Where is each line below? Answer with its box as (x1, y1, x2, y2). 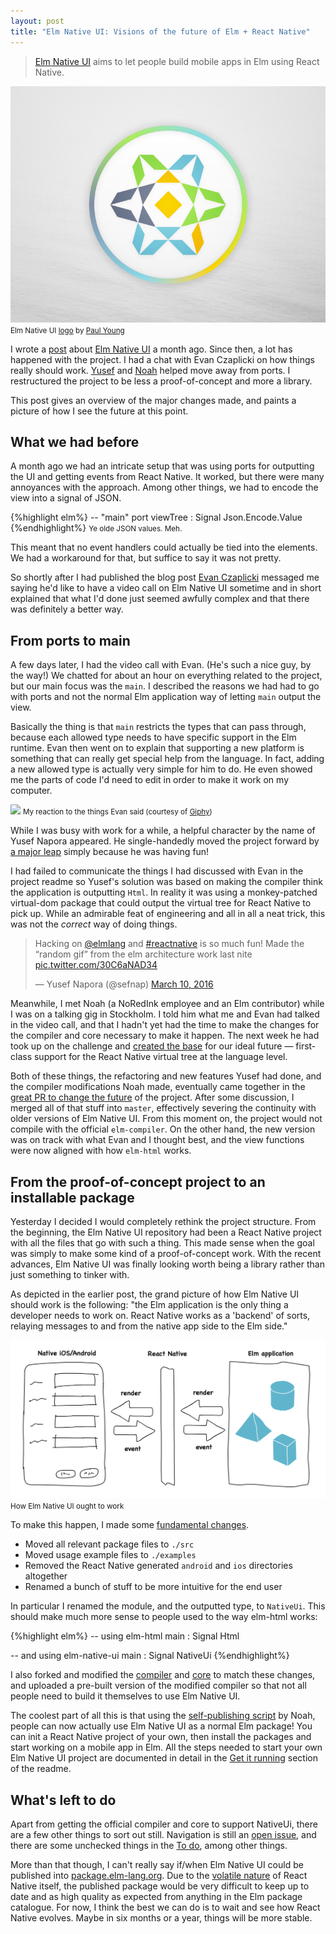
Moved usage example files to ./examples (24, 1549, 197, 1561)
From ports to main (10, 632, 131, 649)
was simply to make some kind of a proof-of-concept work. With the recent (10, 1247, 322, 1259)
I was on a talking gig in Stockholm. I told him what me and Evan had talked (10, 1008, 320, 1020)
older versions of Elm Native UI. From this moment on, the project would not (10, 1113, 323, 1125)
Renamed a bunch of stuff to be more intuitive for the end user (24, 1581, 283, 1593)
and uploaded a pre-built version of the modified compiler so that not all (10, 1680, 307, 1692)
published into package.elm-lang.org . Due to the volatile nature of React (10, 1870, 308, 1882)
